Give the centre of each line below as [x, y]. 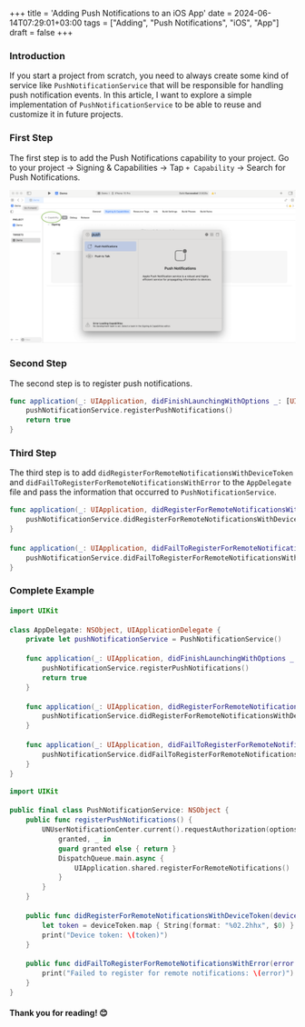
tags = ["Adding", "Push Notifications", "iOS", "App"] [182, 23]
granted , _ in [84, 839]
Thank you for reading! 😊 [59, 1013]
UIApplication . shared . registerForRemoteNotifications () [182, 868]
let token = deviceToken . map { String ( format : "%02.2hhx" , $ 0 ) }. [170, 925]
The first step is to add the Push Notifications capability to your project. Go [149, 157]
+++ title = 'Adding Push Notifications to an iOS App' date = [121, 13]
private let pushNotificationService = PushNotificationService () [154, 640]
